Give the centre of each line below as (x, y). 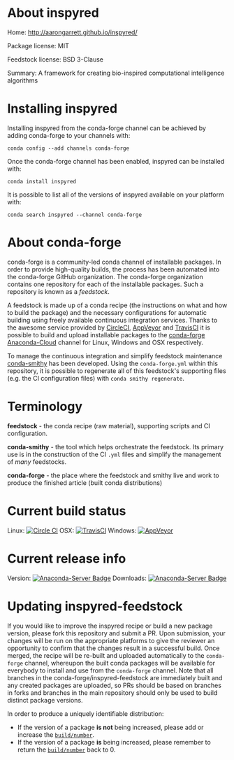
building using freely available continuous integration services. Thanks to (112, 320)
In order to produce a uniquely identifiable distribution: (86, 713)
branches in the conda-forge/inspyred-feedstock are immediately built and (115, 677)
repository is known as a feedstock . (59, 291)
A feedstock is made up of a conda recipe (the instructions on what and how (117, 305)
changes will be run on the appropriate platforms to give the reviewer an (111, 640)
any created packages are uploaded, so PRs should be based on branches (115, 685)
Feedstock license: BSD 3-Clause (55, 59)
